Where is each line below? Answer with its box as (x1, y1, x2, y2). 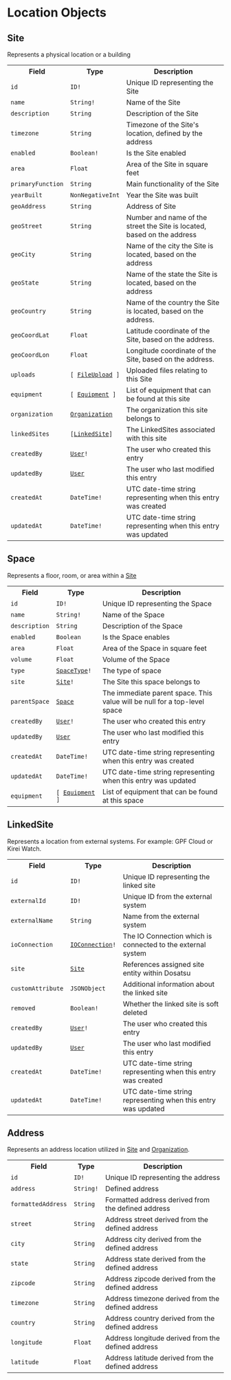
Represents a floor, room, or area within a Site (7, 571, 137, 579)
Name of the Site (126, 98, 181, 107)
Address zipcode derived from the (105, 1274, 216, 1284)
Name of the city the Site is (126, 241, 214, 250)
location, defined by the (126, 129, 203, 138)
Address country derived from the (105, 1314, 215, 1324)
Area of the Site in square (126, 159, 208, 169)
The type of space (102, 665, 162, 675)
